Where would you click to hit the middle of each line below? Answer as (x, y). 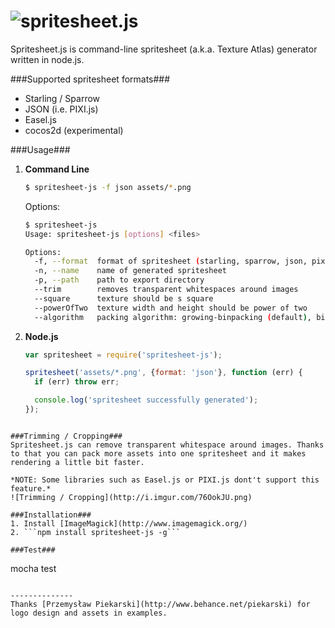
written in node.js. (47, 59)
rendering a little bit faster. (77, 462)
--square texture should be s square (124, 298)
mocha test (33, 568)
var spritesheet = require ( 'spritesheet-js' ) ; (123, 355)
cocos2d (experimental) (74, 130)
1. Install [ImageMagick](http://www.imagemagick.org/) (129, 523)
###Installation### (51, 515)
